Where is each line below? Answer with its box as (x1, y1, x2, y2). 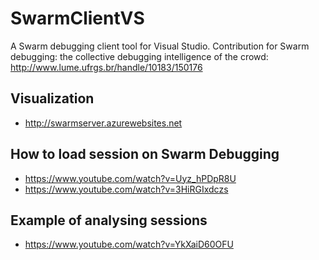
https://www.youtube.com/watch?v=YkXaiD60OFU (24, 238, 234, 251)
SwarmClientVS (10, 7, 145, 30)
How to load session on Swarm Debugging (10, 146, 280, 163)
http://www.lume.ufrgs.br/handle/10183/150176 (10, 61, 203, 73)
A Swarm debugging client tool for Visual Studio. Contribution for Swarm (10, 40, 310, 52)
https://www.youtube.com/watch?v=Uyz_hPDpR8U (24, 172, 237, 184)
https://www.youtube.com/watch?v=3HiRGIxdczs (24, 183, 229, 195)
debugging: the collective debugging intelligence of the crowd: (10, 50, 269, 62)
